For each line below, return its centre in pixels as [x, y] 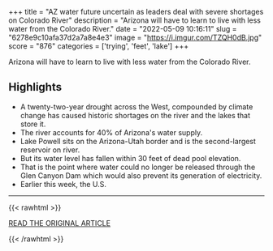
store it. [33, 124]
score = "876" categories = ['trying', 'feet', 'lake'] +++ [99, 46]
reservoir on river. [50, 150]
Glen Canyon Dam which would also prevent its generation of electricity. [141, 175]
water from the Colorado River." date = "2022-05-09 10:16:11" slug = [123, 29]
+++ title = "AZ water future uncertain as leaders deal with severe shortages [136, 12]
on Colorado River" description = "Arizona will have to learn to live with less [135, 20]
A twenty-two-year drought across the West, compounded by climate [136, 106]
